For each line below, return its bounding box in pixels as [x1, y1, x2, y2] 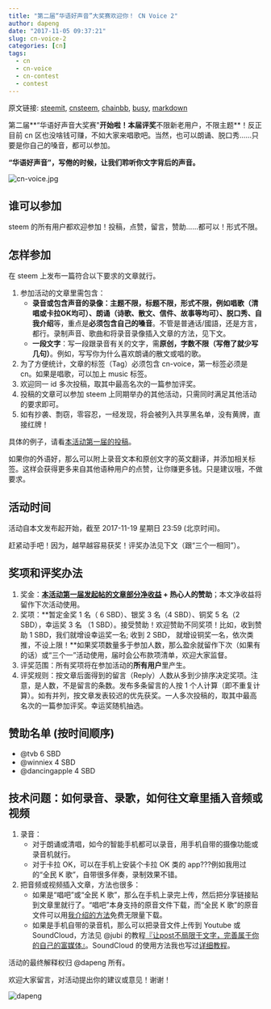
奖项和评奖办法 [8, 566, 83, 580]
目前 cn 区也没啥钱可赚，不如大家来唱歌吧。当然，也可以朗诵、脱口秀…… [8, 130, 252, 140]
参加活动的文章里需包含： [19, 288, 106, 298]
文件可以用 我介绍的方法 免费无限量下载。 [31, 910, 167, 920]
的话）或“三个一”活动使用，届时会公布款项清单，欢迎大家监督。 [19, 650, 232, 659]
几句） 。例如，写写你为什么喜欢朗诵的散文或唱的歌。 [31, 349, 206, 358]
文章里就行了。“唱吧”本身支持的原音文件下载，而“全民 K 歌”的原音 [39, 900, 259, 910]
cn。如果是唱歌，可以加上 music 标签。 [19, 369, 152, 379]
